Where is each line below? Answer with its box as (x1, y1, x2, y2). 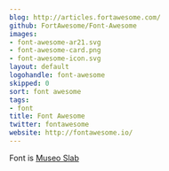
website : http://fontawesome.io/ (9, 128, 133, 137)
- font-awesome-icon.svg (9, 54, 101, 63)
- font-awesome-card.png (9, 46, 101, 55)
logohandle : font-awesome (9, 71, 105, 80)
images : (9, 29, 38, 38)
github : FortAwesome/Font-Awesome (9, 21, 138, 30)
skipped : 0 (9, 79, 50, 88)
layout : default (9, 63, 69, 72)
